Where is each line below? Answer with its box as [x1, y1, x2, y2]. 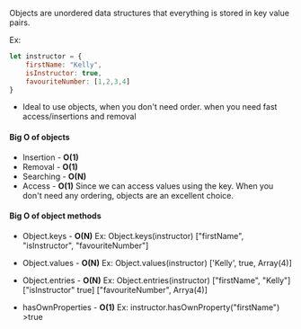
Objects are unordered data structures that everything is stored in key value [9, 8, 290, 18]
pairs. [9, 17, 31, 28]
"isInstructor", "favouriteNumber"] [22, 240, 149, 251]
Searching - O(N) [22, 171, 87, 182]
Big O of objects [9, 131, 70, 142]
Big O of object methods [9, 210, 102, 221]
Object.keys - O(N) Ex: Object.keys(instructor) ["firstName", [22, 230, 244, 241]
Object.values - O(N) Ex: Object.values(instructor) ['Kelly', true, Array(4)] [22, 257, 292, 268]
